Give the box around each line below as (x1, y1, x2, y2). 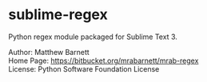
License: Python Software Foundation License (8, 64, 160, 73)
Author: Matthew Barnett (8, 47, 90, 57)
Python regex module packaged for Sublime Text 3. (8, 32, 178, 41)
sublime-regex (8, 6, 108, 24)
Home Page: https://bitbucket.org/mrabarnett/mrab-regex (8, 56, 199, 65)
